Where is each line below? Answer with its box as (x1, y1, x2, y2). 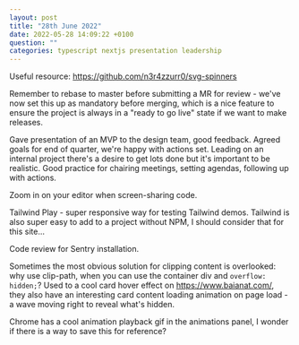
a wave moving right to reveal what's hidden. (9, 299, 175, 310)
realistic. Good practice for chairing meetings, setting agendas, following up (9, 163, 289, 174)
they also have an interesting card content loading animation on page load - (9, 289, 288, 300)
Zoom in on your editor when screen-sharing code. (9, 190, 198, 201)
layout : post (9, 13, 58, 22)
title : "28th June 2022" (9, 22, 102, 30)
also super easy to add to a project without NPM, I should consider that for (9, 217, 285, 228)
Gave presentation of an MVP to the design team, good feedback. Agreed (9, 134, 281, 145)
